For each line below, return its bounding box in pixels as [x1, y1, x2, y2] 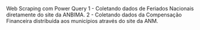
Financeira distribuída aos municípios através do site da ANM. [6, 18, 158, 24]
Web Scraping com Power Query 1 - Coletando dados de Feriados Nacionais [6, 5, 194, 12]
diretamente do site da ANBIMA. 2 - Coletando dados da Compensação [6, 11, 182, 18]
